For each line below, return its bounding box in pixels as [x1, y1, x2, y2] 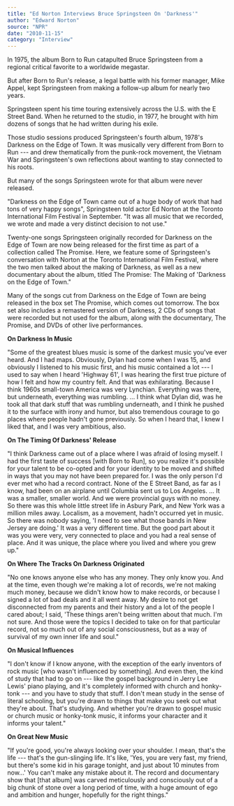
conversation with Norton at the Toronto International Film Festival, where [7, 256, 219, 264]
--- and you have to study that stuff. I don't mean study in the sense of [21, 689, 225, 698]
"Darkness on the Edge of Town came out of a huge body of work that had [7, 197, 222, 206]
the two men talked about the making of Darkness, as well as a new [7, 263, 202, 271]
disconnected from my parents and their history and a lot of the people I [7, 603, 214, 612]
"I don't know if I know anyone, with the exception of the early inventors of [7, 660, 222, 668]
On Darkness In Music [7, 335, 73, 343]
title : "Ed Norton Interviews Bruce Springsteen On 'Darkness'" [7, 10, 198, 17]
